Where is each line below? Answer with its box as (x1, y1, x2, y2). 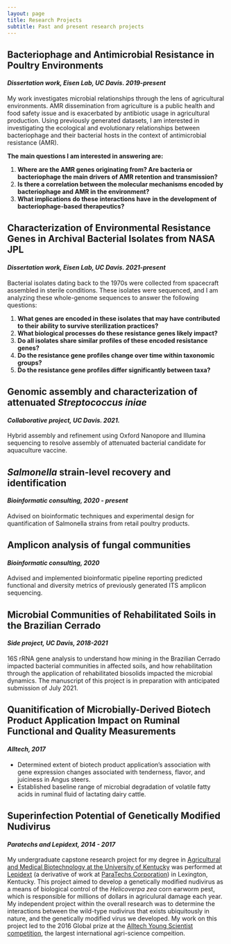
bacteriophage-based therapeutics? (17, 202, 125, 210)
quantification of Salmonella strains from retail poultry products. (7, 519, 190, 527)
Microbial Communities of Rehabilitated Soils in (7, 609, 216, 620)
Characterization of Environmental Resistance (7, 222, 212, 234)
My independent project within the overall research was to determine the (7, 900, 215, 908)
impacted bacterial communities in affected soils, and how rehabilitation (7, 661, 213, 670)
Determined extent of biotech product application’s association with (17, 760, 211, 769)
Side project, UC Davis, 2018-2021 (7, 639, 109, 647)
